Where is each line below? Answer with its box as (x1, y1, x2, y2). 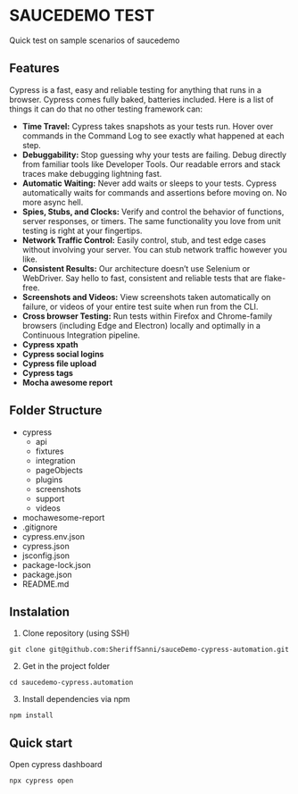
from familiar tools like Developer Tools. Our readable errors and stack (21, 158, 281, 170)
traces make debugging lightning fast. (21, 168, 162, 179)
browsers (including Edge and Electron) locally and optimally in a (21, 320, 261, 330)
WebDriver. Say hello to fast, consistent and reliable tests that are (21, 272, 263, 283)
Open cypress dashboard (9, 759, 103, 770)
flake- (263, 272, 286, 283)
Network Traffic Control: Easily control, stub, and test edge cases (21, 234, 266, 246)
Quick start (9, 735, 73, 750)
